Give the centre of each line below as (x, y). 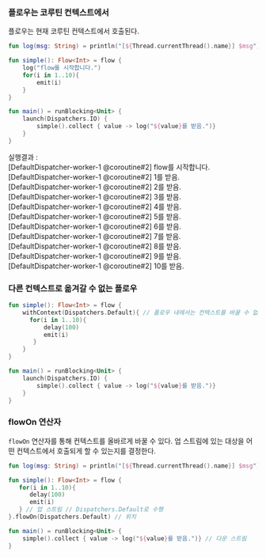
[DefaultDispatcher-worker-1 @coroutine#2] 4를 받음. (95, 207)
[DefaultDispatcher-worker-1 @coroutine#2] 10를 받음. (96, 266)
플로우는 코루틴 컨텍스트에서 (59, 12)
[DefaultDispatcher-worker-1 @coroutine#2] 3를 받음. (95, 196)
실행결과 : (23, 157)
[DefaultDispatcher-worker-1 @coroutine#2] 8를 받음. (95, 246)
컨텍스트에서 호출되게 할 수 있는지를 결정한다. (86, 451)
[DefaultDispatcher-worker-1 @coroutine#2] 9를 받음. (95, 256)
